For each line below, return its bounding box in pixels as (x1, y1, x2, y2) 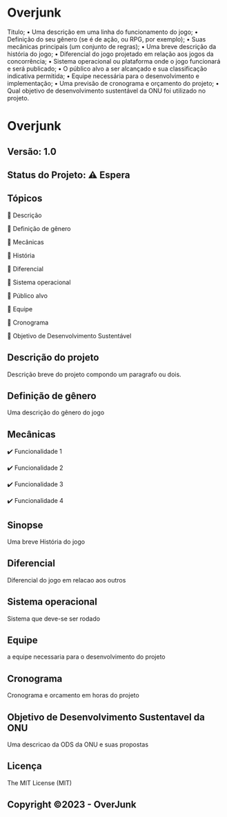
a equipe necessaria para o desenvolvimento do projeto (7, 652, 166, 661)
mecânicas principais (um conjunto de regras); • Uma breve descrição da (7, 42, 217, 51)
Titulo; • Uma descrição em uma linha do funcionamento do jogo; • (7, 28, 199, 36)
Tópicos (7, 192, 43, 205)
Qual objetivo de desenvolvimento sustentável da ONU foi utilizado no (7, 86, 206, 95)
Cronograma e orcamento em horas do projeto (7, 691, 139, 699)
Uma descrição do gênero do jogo (7, 408, 105, 416)
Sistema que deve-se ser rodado (7, 614, 101, 623)
